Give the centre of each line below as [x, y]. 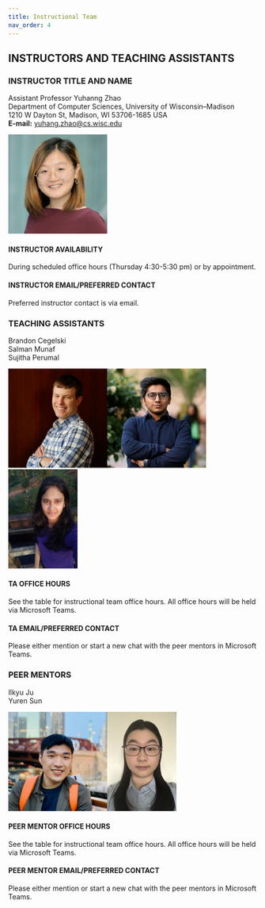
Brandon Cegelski [37, 340]
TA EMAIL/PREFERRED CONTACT [64, 628]
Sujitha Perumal [34, 357]
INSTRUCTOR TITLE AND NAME [70, 81]
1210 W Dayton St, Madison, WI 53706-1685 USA [88, 115]
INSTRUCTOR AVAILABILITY [56, 249]
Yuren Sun [25, 700]
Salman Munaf [32, 348]
